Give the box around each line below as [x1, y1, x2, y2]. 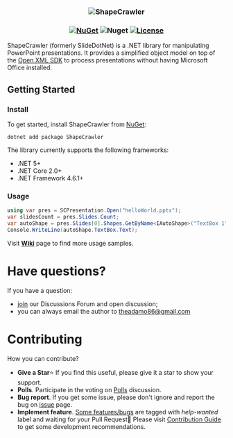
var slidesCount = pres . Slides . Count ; [7, 214, 119, 221]
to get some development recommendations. [17, 422, 146, 430]
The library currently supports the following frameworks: [7, 146, 169, 154]
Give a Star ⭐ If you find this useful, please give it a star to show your [17, 368, 214, 376]
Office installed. [7, 63, 53, 72]
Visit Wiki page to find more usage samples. [7, 239, 134, 247]
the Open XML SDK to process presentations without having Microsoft [7, 56, 208, 65]
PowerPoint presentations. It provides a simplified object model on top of [7, 49, 216, 57]
